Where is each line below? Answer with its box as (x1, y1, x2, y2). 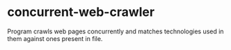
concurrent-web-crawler (7, 4, 155, 20)
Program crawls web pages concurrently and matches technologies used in (7, 27, 224, 35)
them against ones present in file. (7, 34, 103, 42)
